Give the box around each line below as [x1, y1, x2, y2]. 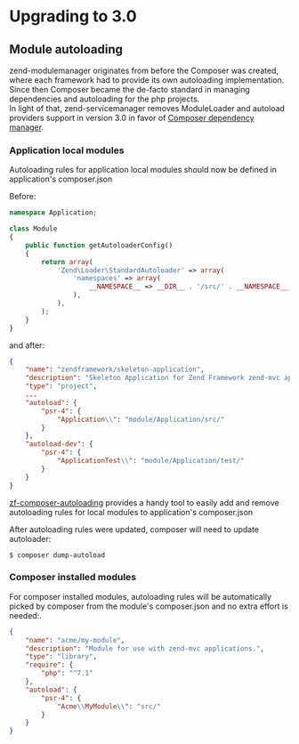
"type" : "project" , [25, 382, 98, 391]
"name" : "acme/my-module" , [25, 635, 125, 644]
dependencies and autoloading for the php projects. [9, 93, 200, 104]
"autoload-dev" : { [25, 440, 93, 449]
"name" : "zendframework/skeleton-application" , [25, 365, 205, 375]
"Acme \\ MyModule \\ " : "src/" [56, 701, 162, 711]
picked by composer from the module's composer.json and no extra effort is [9, 601, 289, 611]
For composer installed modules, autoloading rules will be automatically [9, 591, 272, 602]
